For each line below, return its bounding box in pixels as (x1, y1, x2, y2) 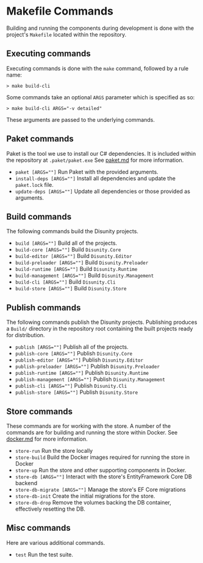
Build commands (6, 211, 72, 222)
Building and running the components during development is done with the (6, 24, 194, 32)
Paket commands (6, 134, 74, 144)
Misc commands (6, 523, 71, 533)
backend (15, 480, 38, 486)
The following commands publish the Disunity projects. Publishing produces (6, 318, 198, 326)
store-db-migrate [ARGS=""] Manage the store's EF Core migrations (15, 486, 186, 493)
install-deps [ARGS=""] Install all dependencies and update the (15, 175, 176, 182)
